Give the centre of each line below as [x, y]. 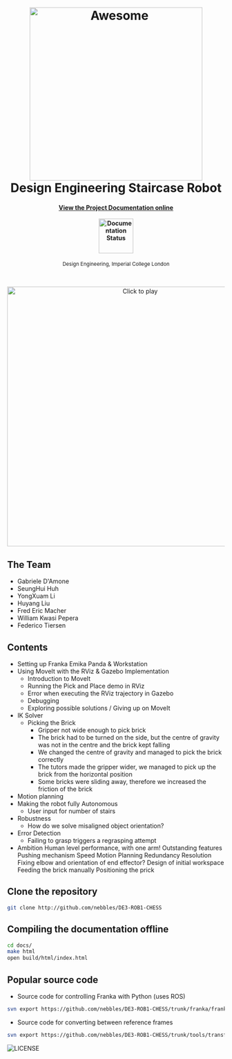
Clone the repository [52, 892]
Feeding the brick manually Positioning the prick [86, 870]
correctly [51, 760]
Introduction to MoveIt [59, 679]
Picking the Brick [51, 723]
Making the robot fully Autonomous [67, 804]
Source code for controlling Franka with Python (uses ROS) [101, 996]
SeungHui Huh [38, 589]
